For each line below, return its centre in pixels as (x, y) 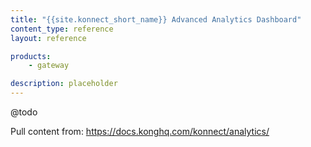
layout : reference (48, 38)
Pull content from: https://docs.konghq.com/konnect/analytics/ (140, 131)
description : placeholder (64, 84)
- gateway (49, 66)
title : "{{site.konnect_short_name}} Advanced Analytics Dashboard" (156, 19)
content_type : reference (62, 29)
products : (31, 56)
